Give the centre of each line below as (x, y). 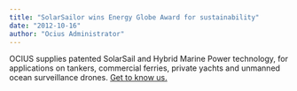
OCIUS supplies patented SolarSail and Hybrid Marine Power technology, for (148, 59)
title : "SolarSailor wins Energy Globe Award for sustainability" (134, 17)
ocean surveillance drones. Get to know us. (88, 78)
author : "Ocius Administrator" (67, 34)
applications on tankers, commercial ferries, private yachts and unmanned (145, 68)
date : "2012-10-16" (45, 26)
